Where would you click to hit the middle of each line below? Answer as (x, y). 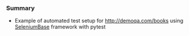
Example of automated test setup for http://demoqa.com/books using (99, 21)
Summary (21, 8)
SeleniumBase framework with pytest (60, 27)
